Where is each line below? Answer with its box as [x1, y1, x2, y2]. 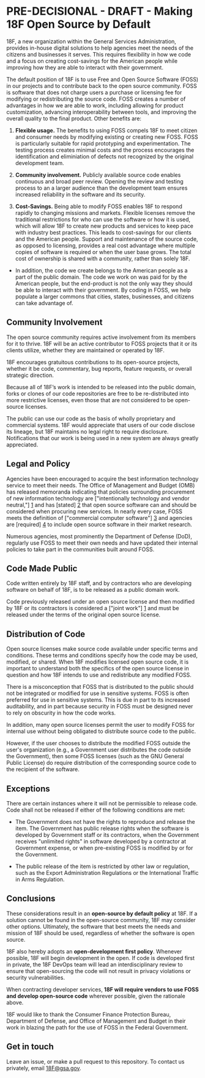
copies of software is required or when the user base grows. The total [15, 248, 192, 255]
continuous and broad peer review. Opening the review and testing [15, 177, 184, 185]
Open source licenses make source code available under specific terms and [6, 645, 198, 653]
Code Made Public [6, 563, 78, 573]
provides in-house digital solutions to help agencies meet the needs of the [6, 44, 194, 52]
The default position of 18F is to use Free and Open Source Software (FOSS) [6, 76, 199, 83]
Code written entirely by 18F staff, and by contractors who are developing [6, 580, 192, 587]
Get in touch [6, 1042, 54, 1052]
